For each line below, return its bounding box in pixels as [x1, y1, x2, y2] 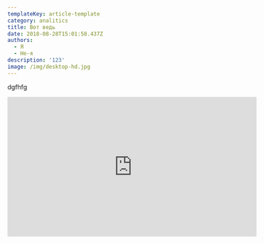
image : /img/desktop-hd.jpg [7, 63, 91, 70]
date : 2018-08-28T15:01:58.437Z [7, 30, 103, 38]
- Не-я [14, 50, 33, 57]
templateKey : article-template [7, 10, 100, 18]
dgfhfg [7, 82, 27, 91]
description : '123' [7, 57, 65, 64]
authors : [7, 37, 33, 44]
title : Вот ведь [7, 23, 56, 30]
